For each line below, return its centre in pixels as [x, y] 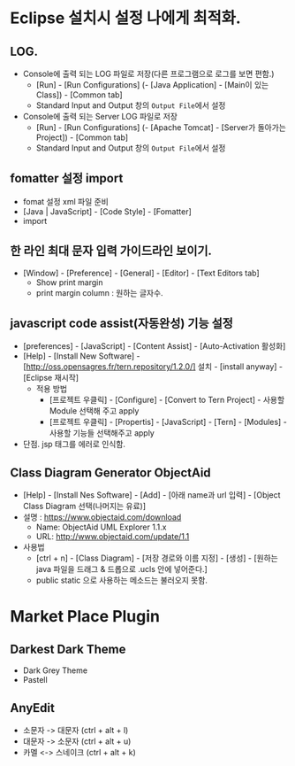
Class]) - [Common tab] [79, 95]
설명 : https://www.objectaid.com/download [102, 517]
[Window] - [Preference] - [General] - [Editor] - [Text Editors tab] [141, 273]
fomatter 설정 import [67, 178]
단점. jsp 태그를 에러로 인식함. [74, 445]
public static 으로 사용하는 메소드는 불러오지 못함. [122, 580]
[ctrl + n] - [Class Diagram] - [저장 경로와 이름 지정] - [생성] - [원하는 [157, 558]
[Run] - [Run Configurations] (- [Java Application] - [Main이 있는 [152, 85]
